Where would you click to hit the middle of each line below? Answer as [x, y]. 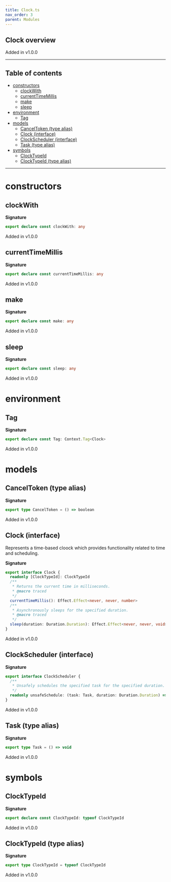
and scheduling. [22, 553]
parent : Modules [22, 19]
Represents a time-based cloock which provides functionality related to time [85, 548]
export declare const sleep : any [41, 369]
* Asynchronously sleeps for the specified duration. [70, 610]
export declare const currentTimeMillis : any [54, 274]
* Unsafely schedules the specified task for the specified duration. [89, 686]
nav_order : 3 [19, 15]
